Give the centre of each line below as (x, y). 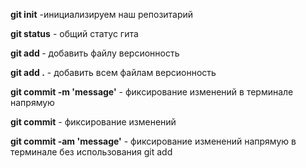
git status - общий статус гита (74, 33)
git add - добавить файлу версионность (95, 53)
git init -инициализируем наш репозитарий (102, 14)
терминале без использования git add (91, 152)
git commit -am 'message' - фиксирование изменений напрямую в (153, 141)
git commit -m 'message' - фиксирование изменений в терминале (152, 92)
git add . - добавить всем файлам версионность (113, 72)
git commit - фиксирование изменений (93, 122)
